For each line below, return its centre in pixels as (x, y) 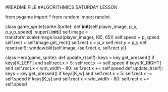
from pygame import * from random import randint (58, 17)
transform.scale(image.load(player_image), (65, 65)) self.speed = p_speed (82, 37)
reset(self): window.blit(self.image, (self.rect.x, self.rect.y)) (66, 48)
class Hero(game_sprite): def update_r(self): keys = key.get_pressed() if (80, 57)
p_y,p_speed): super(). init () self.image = (47, 32)
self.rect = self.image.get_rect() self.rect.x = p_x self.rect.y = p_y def (76, 42)
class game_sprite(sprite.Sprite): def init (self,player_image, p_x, (71, 26)
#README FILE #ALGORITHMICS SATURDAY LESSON (61, 7)
